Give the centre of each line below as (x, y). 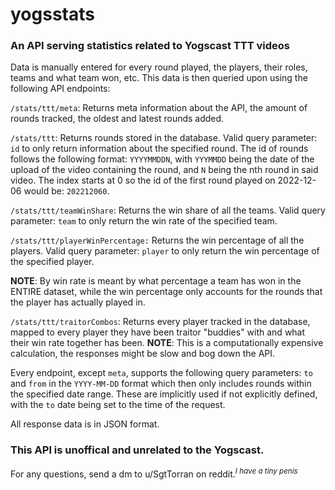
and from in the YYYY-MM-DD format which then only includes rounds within (161, 384)
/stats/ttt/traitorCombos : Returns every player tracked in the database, (160, 322)
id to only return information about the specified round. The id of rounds (159, 149)
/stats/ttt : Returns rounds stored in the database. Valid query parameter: (164, 138)
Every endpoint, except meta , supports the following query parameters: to (161, 373)
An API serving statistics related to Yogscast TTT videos (150, 46)
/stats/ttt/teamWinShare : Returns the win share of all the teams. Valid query (168, 210)
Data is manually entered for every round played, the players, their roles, (159, 67)
